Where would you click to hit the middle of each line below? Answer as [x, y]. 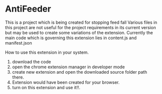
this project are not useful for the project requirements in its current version [81, 27]
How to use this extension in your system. [47, 52]
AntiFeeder [28, 9]
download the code [31, 62]
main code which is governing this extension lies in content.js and [71, 38]
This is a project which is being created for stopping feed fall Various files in [81, 22]
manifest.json [19, 43]
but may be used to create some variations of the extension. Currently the [79, 32]
